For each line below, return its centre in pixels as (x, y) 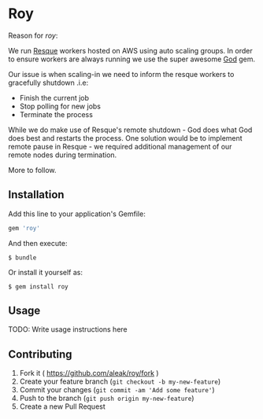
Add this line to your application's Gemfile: (77, 214)
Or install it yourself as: (45, 272)
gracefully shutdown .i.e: (48, 83)
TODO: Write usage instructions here (68, 329)
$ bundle (22, 257)
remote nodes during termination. (63, 155)
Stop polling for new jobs (60, 106)
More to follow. (32, 170)
